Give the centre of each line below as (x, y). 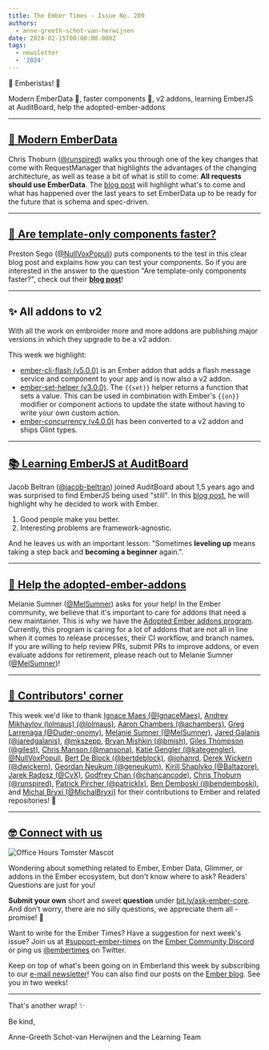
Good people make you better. (70, 519)
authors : (23, 23)
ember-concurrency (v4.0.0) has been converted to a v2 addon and (132, 422)
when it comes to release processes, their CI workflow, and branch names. (131, 638)
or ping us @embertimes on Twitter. (67, 950)
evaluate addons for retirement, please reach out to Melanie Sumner (121, 655)
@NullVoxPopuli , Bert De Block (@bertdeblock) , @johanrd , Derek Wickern (130, 758)
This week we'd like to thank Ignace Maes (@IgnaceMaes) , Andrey (118, 715)
